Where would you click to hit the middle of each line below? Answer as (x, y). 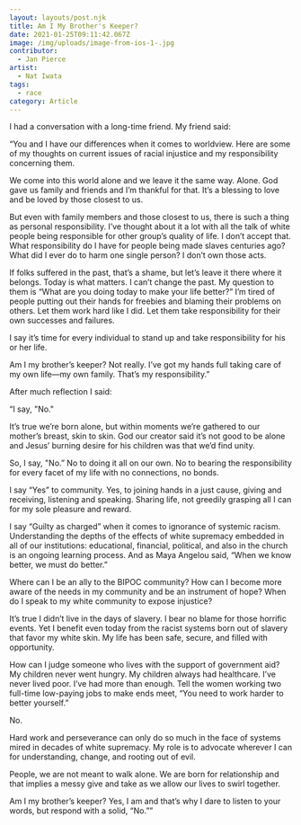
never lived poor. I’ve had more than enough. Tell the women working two (145, 684)
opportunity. (32, 647)
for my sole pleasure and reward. (71, 510)
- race (30, 93)
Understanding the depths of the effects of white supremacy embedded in (147, 537)
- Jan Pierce (42, 59)
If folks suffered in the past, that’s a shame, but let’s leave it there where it (146, 273)
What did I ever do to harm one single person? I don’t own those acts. (138, 255)
